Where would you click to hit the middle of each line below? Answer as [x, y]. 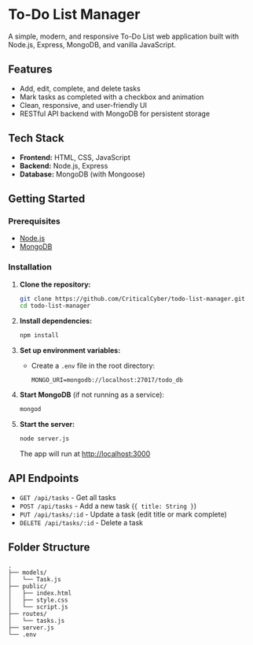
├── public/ [27, 586]
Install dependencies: [56, 321]
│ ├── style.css [38, 600]
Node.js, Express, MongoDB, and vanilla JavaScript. [92, 44]
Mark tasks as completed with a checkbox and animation [112, 97]
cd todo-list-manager [55, 306]
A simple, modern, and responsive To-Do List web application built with [124, 36]
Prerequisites [34, 221]
